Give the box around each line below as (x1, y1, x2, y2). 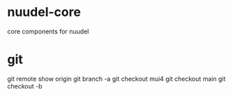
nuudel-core (7, 4, 82, 20)
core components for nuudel (7, 27, 89, 35)
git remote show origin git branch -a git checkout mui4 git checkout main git (7, 74, 226, 83)
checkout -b (7, 81, 43, 90)
